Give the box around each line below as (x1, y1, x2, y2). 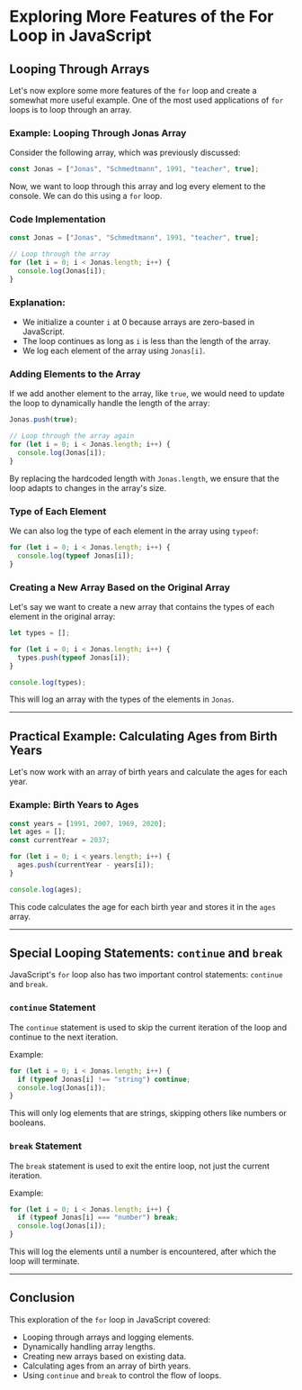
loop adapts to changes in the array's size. (9, 482, 167, 493)
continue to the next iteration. (9, 1031, 119, 1042)
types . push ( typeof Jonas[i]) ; (17, 653, 130, 662)
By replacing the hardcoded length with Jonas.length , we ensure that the (9, 473, 280, 484)
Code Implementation (9, 213, 106, 226)
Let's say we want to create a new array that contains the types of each (9, 602, 275, 613)
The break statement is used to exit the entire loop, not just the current (9, 1160, 270, 1171)
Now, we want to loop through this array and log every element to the (9, 181, 266, 192)
